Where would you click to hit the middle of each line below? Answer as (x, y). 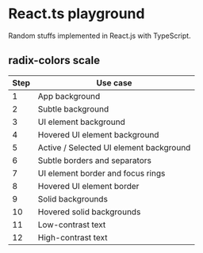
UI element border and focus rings (101, 173)
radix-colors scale (54, 60)
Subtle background (73, 109)
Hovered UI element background (98, 134)
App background (69, 96)
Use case (114, 82)
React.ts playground (77, 14)
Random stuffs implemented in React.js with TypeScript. (100, 36)
